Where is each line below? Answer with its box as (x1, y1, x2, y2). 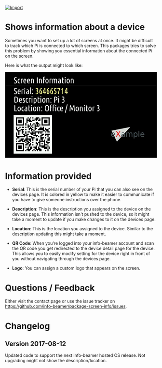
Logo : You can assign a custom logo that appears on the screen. (12, 265, 141, 271)
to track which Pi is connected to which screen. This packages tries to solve (5, 43, 156, 48)
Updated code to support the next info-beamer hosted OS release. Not (5, 352, 146, 358)
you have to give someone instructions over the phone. (12, 197, 121, 203)
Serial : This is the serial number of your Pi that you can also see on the (12, 187, 153, 192)
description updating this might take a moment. (12, 231, 106, 237)
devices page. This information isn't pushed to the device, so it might (12, 211, 149, 217)
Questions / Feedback (5, 282, 95, 293)
